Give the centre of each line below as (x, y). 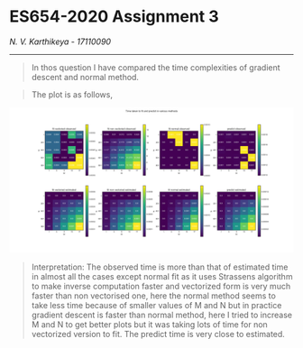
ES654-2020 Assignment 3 (114, 17)
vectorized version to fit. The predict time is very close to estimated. (158, 334)
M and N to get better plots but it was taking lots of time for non (149, 324)
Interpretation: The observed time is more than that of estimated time (160, 267)
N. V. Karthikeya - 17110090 (60, 41)
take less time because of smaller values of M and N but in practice (156, 305)
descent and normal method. (85, 77)
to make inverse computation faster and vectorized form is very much (161, 286)
